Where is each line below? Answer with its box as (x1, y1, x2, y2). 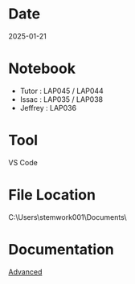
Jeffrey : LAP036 (19, 103, 77, 112)
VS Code (8, 157, 38, 167)
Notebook (8, 59, 76, 78)
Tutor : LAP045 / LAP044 (19, 86, 104, 95)
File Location (8, 186, 96, 204)
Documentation (8, 240, 115, 258)
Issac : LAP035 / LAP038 (19, 94, 103, 104)
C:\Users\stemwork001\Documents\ (8, 212, 127, 221)
